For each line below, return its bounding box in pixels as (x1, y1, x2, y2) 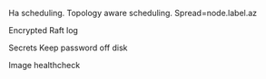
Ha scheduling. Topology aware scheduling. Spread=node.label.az (8, 8, 258, 18)
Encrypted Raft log (8, 25, 79, 35)
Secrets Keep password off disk (8, 42, 128, 53)
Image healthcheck (8, 60, 81, 70)
